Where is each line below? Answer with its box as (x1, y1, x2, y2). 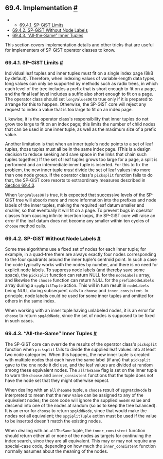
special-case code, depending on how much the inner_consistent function (5, 443, 156, 449)
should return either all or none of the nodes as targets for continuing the (5, 433, 152, 439)
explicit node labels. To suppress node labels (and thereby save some (5, 267, 145, 273)
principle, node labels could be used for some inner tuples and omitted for (5, 293, 154, 299)
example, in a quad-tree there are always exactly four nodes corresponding (5, 251, 157, 258)
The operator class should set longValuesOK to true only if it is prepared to (5, 96, 153, 102)
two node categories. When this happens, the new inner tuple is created (5, 351, 150, 358)
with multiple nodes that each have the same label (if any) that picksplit (5, 357, 151, 362)
